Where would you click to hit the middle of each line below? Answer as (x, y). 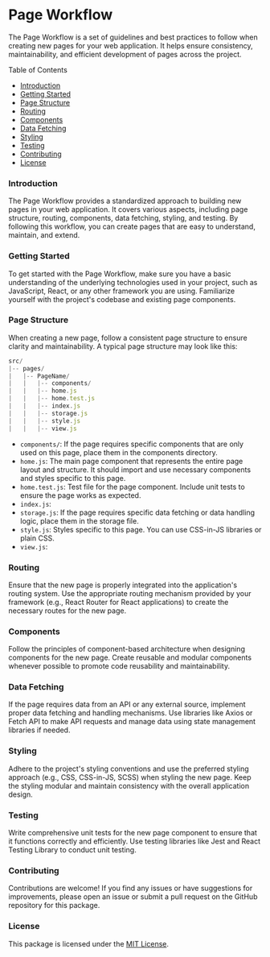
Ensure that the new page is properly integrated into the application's (123, 585)
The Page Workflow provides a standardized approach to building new (125, 201)
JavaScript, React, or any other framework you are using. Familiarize (122, 291)
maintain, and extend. (44, 235)
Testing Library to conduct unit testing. (72, 850)
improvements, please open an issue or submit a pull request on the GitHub (133, 897)
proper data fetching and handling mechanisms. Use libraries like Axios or (131, 713)
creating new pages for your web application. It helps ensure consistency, (131, 45)
